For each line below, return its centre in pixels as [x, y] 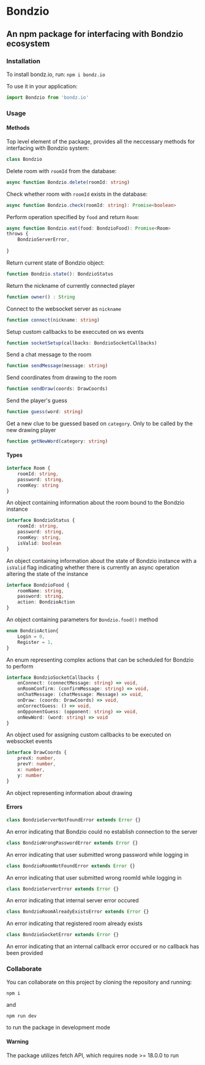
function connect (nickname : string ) [53, 320]
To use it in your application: [42, 86]
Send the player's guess [37, 401]
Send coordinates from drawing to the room [61, 378]
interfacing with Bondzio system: [48, 148]
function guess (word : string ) [45, 412]
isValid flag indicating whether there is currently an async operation [93, 567]
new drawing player [31, 430]
